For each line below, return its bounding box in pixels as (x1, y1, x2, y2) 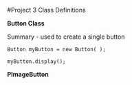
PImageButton (7, 70, 49, 78)
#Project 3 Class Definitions (7, 6, 86, 14)
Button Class (7, 19, 45, 27)
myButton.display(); (7, 58, 67, 65)
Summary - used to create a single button (7, 32, 125, 41)
